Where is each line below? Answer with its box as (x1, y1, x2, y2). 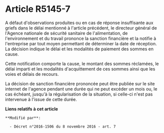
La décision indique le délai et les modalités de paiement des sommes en (5, 46, 154, 52)
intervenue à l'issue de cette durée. (5, 96, 78, 102)
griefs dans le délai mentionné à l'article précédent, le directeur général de (5, 25, 157, 31)
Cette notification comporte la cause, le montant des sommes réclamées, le (5, 61, 159, 66)
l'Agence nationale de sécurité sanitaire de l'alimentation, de (5, 30, 128, 36)
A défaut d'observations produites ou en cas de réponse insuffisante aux (5, 20, 154, 26)
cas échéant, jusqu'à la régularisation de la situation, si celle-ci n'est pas (5, 91, 153, 97)
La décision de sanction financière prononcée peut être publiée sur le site (5, 80, 155, 87)
